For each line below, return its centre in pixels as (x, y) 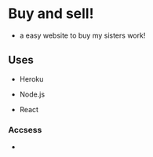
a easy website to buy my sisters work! (82, 35)
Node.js (32, 94)
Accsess (25, 130)
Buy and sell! (51, 14)
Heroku (31, 78)
